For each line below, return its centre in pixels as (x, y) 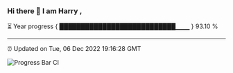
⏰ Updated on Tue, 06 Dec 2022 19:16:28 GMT (74, 49)
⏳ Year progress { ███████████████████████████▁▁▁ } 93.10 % (113, 26)
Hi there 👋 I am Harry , (45, 11)
